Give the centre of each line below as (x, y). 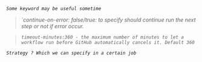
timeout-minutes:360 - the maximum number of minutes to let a (103, 37)
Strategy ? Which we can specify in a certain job (71, 53)
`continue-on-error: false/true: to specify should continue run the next (108, 20)
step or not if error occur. (52, 26)
